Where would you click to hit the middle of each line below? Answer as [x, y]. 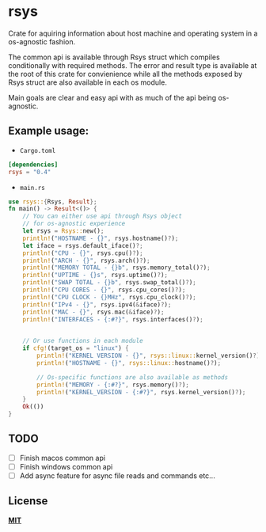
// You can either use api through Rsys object [102, 216]
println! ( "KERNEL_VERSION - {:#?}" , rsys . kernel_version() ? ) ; [141, 392]
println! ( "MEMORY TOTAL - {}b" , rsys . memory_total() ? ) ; [117, 268]
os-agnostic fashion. [42, 41]
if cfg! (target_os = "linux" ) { [76, 348]
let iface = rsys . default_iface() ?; [83, 245]
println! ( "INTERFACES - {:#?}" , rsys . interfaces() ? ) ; [113, 319]
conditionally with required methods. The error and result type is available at [133, 65]
